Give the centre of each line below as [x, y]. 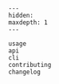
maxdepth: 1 [28, 23]
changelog [25, 72]
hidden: [21, 15]
